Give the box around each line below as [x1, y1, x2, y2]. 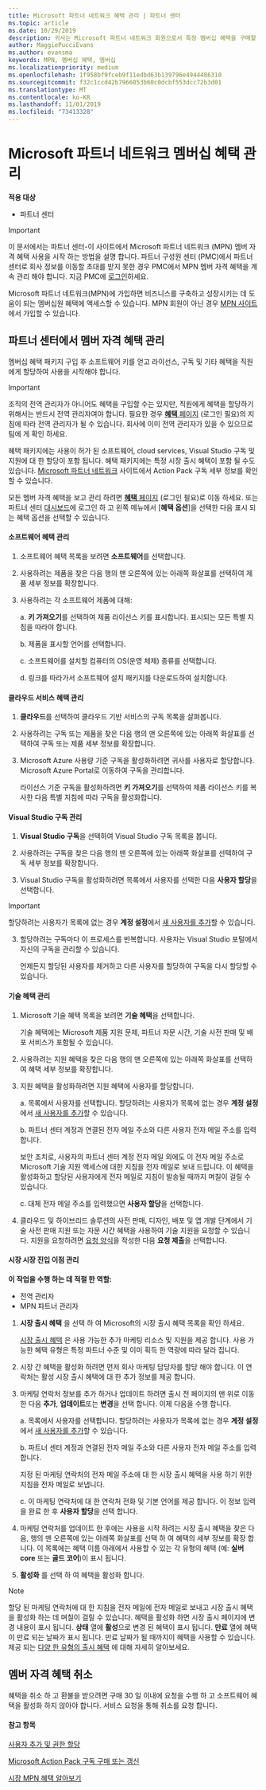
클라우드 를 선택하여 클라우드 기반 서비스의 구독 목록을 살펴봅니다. [19, 712, 222, 722]
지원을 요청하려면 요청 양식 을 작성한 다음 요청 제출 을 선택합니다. [30, 1236, 228, 1245]
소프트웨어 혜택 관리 [8, 532, 70, 542]
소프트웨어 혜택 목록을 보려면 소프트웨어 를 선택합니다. [19, 551, 186, 561]
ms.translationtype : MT [8, 85, 87, 94]
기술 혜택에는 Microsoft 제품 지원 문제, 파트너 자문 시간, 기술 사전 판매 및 [19, 1027, 245, 1036]
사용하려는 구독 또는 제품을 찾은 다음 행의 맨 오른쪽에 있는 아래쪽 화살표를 [19, 729, 247, 738]
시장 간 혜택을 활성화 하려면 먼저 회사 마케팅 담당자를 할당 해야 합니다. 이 [19, 1361, 245, 1371]
